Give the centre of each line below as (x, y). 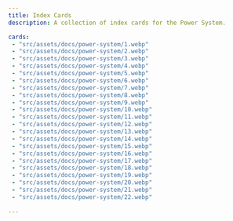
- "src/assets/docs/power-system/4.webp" (80, 66)
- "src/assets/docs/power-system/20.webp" (82, 183)
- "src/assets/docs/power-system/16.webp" (82, 154)
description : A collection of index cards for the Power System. (117, 23)
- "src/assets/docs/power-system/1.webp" (80, 44)
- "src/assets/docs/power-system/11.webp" (82, 117)
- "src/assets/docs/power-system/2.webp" (80, 52)
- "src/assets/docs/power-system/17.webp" (82, 161)
